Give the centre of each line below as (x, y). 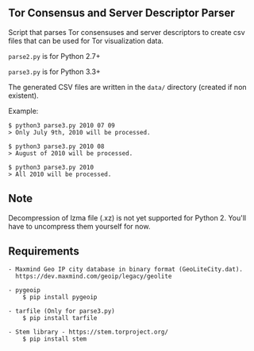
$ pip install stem (55, 339)
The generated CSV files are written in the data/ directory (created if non (128, 87)
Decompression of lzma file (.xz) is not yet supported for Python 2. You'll (127, 217)
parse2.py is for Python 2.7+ (54, 56)
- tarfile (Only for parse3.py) (62, 311)
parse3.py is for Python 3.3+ (54, 72)
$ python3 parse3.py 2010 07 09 (62, 125)
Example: (23, 111)
